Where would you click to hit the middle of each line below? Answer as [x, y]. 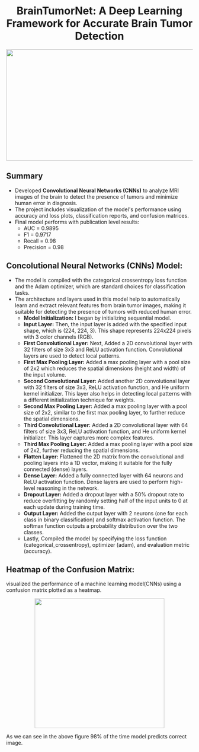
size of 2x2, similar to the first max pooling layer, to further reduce [104, 412]
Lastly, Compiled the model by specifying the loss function [95, 538]
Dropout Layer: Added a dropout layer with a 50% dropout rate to [104, 494]
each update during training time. [64, 507]
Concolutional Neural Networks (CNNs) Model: [94, 266]
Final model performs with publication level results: [77, 222]
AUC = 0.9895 [41, 228]
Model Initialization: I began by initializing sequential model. [97, 318]
